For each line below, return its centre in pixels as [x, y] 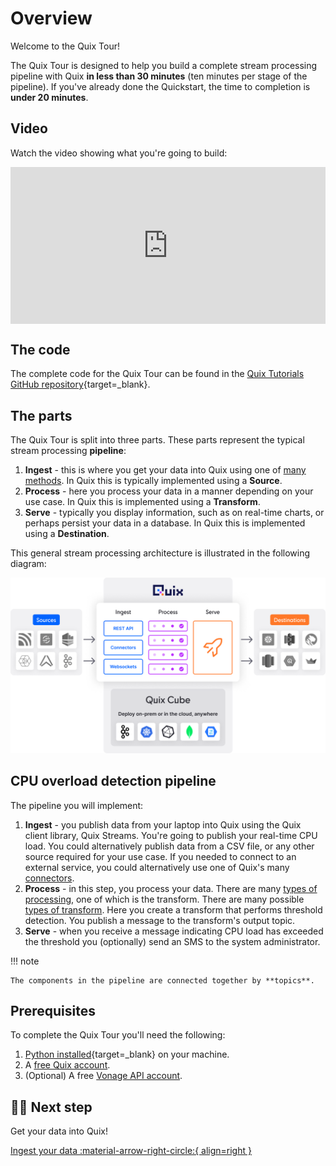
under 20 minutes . [49, 97]
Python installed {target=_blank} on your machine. [127, 1054]
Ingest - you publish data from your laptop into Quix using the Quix [163, 824]
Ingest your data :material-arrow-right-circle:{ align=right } [131, 1151]
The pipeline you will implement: [77, 805]
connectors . [49, 878]
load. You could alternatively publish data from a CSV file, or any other [169, 846]
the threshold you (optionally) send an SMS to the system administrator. [172, 941]
